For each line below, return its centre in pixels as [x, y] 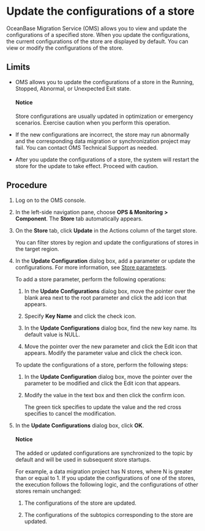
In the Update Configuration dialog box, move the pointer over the [108, 376]
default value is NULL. [52, 334]
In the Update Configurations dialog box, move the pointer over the [110, 291]
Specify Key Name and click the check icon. [80, 316]
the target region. [37, 249]
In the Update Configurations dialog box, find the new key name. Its [110, 328]
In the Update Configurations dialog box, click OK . [80, 425]
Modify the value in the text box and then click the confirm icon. [105, 395]
